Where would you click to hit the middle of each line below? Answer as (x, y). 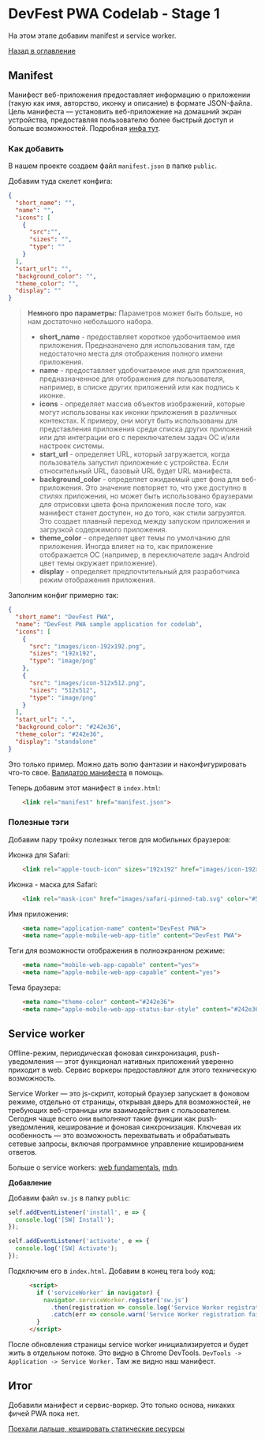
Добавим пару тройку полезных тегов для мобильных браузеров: (119, 839)
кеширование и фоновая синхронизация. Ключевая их (149, 1127)
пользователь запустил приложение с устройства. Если (134, 463)
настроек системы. (72, 446)
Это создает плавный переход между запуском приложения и (145, 521)
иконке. (52, 396)
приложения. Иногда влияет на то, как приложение (126, 547)
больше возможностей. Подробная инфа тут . (84, 128)
